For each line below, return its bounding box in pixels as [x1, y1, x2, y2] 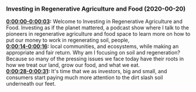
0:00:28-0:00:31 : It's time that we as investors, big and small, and [6, 68, 167, 75]
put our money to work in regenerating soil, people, [6, 37, 130, 44]
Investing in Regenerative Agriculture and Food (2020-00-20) [6, 5, 186, 13]
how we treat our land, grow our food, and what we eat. [6, 62, 140, 69]
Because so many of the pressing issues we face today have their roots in [6, 55, 184, 63]
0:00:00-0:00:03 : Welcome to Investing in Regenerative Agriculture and [6, 18, 183, 25]
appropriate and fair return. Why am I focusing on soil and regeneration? [6, 49, 180, 56]
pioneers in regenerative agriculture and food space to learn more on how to [6, 30, 191, 38]
